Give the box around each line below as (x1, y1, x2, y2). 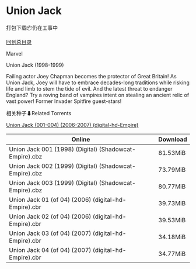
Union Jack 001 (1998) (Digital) (9, 145, 98, 153)
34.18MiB (158, 233, 186, 241)
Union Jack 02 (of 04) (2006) (9, 212, 92, 220)
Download (158, 135, 187, 143)
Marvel (6, 50, 23, 57)
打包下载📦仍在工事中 (6, 24, 58, 31)
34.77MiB (158, 250, 186, 258)
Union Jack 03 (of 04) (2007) (9, 229, 92, 237)
